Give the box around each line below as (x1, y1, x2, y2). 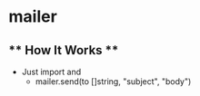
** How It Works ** (8, 43, 119, 58)
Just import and (21, 66, 82, 77)
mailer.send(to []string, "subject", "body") (35, 76, 192, 87)
